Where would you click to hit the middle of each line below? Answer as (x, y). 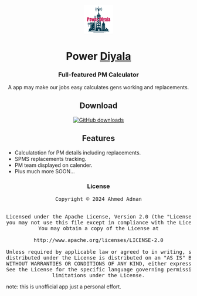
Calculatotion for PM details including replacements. (78, 152)
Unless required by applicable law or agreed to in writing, (96, 252)
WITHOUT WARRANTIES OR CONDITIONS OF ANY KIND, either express (99, 263)
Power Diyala (98, 56)
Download (98, 106)
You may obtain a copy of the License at (98, 228)
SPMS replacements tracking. (50, 159)
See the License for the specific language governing (85, 269)
